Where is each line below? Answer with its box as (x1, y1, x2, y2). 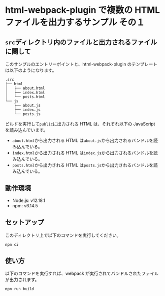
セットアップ (5, 218, 44, 227)
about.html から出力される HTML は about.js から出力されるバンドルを (12, 137, 154, 143)
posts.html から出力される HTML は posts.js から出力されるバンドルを (12, 162, 154, 168)
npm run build (5, 287, 34, 292)
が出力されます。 (5, 277, 39, 283)
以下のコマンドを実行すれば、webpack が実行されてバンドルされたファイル (5, 270, 159, 276)
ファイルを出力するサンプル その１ (5, 17, 145, 28)
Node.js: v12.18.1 (12, 197, 45, 203)
